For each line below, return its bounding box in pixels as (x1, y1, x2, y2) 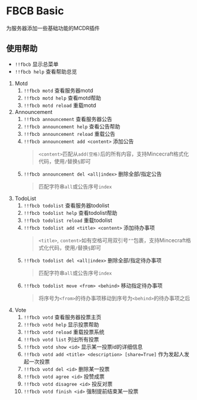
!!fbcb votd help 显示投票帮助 (23, 320, 100, 328)
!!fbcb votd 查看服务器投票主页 (23, 313, 102, 320)
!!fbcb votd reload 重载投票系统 (23, 328, 105, 335)
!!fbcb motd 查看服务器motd (23, 87, 93, 94)
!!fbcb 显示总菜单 (14, 61, 59, 68)
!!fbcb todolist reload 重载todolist (23, 217, 113, 224)
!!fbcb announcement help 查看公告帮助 (23, 123, 120, 130)
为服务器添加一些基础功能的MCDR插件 (6, 24, 100, 31)
